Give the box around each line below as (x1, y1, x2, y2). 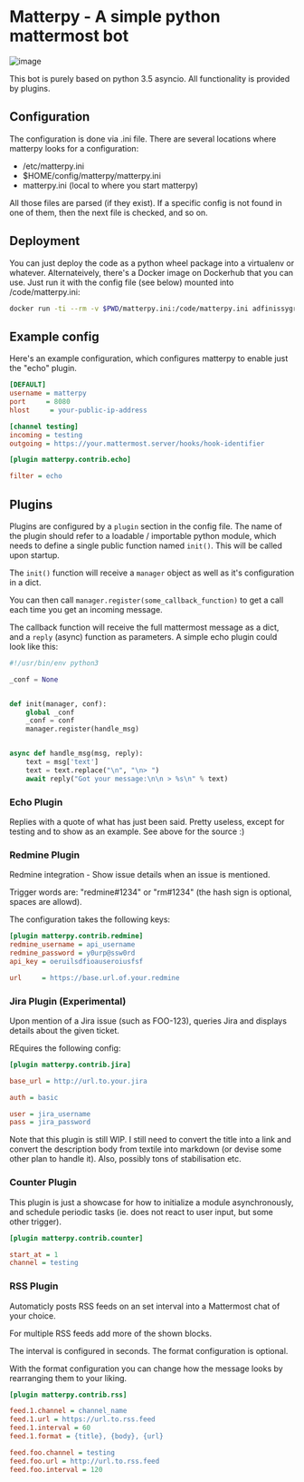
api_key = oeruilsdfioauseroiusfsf (9, 957, 144, 966)
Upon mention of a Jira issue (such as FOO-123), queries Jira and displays (9, 1015, 288, 1026)
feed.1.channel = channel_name (9, 1407, 128, 1416)
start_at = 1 (9, 1250, 59, 1259)
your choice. (9, 1310, 56, 1321)
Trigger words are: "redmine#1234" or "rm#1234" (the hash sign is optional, (9, 887, 292, 898)
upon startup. (9, 549, 61, 560)
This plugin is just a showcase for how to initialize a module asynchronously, (9, 1196, 294, 1208)
